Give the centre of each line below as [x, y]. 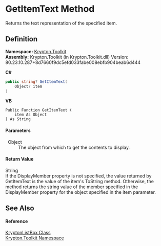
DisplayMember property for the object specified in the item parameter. [81, 192]
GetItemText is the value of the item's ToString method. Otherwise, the [79, 181]
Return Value [19, 159]
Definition [21, 39]
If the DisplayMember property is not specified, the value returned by [78, 176]
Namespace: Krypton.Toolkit [36, 51]
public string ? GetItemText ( [36, 82]
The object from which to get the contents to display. [74, 147]
